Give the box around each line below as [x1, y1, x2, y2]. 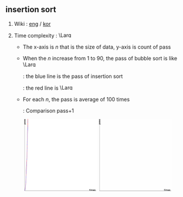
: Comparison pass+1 [22, 107, 74, 114]
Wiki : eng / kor [13, 20, 51, 27]
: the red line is [22, 84, 59, 91]
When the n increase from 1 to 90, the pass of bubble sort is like [22, 55, 177, 62]
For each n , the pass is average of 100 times [22, 96, 130, 103]
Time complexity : [13, 32, 57, 39]
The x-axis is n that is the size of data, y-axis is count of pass [22, 43, 171, 50]
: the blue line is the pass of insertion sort [22, 73, 123, 80]
